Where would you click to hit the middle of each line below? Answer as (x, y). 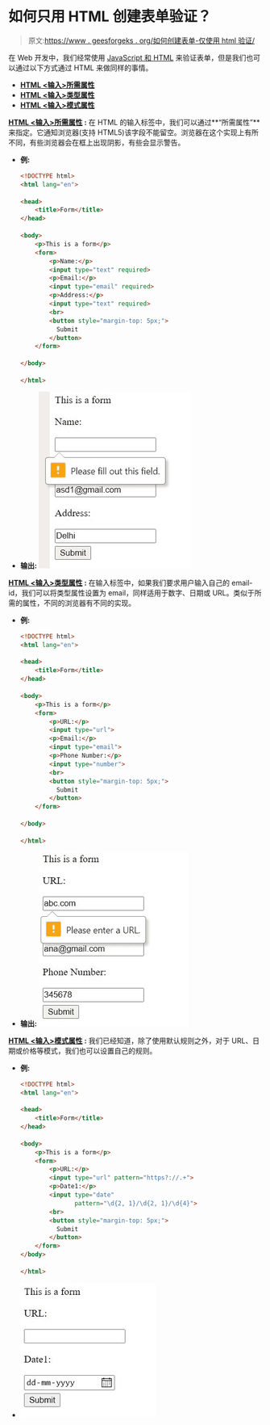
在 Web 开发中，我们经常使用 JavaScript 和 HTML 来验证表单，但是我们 (127, 57)
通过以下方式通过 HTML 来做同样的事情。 (84, 67)
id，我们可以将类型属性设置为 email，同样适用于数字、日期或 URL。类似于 (132, 593)
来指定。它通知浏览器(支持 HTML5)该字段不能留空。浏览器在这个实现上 (127, 132)
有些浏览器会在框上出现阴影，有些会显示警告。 (107, 142)
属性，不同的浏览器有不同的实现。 (79, 603)
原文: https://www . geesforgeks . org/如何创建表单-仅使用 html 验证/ (141, 40)
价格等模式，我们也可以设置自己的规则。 (89, 1050)
